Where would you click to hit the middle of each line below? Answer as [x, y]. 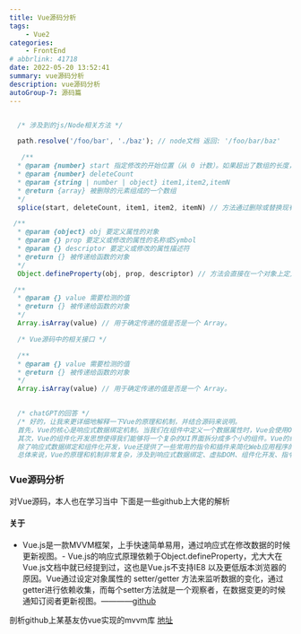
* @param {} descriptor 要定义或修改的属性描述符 [103, 248]
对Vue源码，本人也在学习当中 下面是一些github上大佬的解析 [120, 501]
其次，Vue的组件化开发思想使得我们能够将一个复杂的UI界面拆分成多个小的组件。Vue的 [153, 439]
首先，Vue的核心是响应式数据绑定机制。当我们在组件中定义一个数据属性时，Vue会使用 [153, 430]
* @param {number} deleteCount [76, 174]
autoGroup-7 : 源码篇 [46, 92]
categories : [31, 43]
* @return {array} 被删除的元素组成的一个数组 [97, 191]
